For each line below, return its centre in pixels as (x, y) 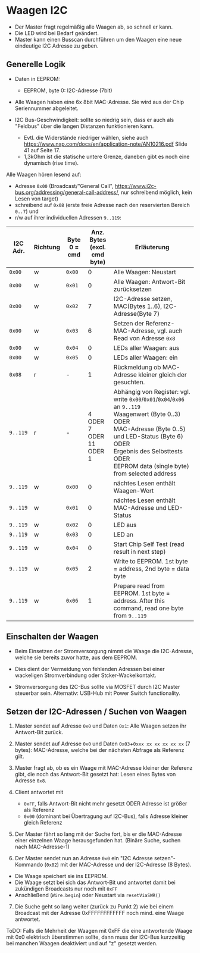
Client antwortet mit (39, 792)
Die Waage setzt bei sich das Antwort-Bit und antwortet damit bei (95, 883)
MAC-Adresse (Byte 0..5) (149, 429)
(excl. (98, 247)
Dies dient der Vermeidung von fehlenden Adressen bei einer (90, 669)
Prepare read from (139, 585)
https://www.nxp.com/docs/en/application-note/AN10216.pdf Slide (105, 144)
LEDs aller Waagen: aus (146, 347)
